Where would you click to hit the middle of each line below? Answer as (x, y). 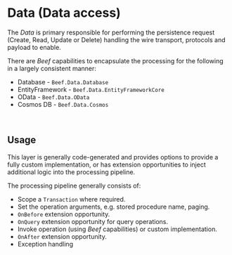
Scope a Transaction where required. (71, 199)
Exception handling (45, 244)
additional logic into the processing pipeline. (71, 172)
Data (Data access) (64, 13)
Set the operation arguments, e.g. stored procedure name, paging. (114, 207)
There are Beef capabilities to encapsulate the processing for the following (115, 60)
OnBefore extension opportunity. (64, 214)
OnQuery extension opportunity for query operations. (93, 221)
